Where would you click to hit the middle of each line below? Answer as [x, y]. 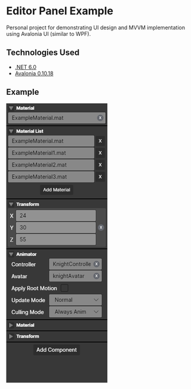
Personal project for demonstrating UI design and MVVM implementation [95, 27]
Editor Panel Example [60, 11]
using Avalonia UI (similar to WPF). [49, 33]
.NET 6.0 [26, 67]
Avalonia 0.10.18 [34, 73]
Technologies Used [43, 53]
